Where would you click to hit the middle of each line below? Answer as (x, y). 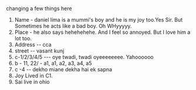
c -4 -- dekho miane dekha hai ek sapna (63, 69)
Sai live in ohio (32, 82)
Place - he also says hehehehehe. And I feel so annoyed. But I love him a (102, 32)
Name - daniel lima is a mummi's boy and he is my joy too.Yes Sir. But (99, 20)
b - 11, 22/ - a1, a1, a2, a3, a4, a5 (53, 63)
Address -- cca (33, 44)
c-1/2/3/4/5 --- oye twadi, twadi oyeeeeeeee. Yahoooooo (84, 57)
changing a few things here (39, 8)
